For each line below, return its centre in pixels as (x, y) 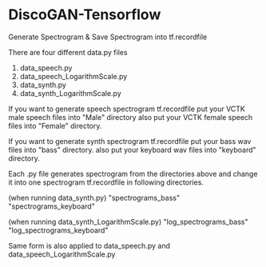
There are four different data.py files (68, 52)
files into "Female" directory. (55, 126)
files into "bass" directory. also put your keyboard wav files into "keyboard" (133, 149)
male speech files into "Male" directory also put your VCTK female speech (131, 117)
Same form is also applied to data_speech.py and (89, 245)
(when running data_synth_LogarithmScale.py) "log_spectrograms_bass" (129, 221)
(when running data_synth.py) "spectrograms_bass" (94, 197)
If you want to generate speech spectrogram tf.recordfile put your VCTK (127, 109)
